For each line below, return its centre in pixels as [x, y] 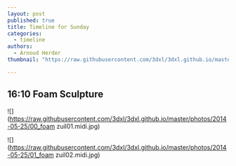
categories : [25, 33]
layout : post [26, 14]
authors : [20, 46]
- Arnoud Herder [37, 53]
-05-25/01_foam [31, 155]
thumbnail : [23, 60]
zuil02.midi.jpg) [78, 155]
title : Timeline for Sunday [48, 27]
